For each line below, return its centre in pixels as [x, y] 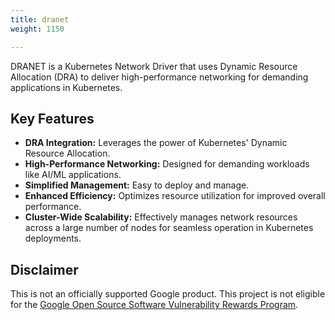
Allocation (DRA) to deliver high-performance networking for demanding [159, 77]
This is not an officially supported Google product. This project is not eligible [168, 294]
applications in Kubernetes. [66, 87]
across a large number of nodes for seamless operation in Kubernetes [169, 228]
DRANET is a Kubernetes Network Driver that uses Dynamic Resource [154, 66]
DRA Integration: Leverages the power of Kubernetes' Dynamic [156, 143]
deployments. [53, 238]
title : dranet [40, 19]
